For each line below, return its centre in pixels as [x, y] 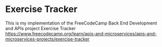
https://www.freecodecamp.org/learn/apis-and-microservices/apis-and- [81, 33]
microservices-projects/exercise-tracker [48, 39]
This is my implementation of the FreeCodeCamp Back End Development [81, 23]
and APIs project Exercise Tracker [40, 28]
